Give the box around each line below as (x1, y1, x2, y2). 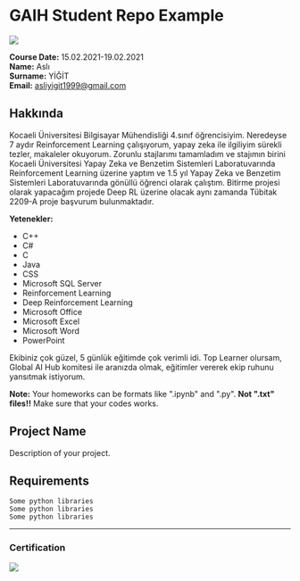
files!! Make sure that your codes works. (9, 398, 159, 409)
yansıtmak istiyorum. (9, 371, 86, 382)
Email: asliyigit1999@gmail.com (9, 79, 127, 90)
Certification (9, 542, 66, 554)
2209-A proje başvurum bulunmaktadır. (9, 195, 154, 206)
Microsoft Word (21, 325, 80, 336)
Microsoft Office (21, 306, 83, 317)
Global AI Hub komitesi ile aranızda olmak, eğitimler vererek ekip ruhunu (9, 361, 274, 372)
